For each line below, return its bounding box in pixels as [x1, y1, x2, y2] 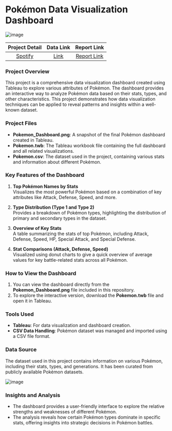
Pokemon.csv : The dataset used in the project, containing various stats [12, 153, 165, 159]
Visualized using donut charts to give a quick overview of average [12, 251, 152, 258]
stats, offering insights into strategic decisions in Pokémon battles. [12, 420, 154, 426]
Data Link [46, 44, 70, 51]
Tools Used [5, 311, 34, 318]
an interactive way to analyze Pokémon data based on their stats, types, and [5, 91, 167, 97]
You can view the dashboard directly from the [12, 281, 110, 288]
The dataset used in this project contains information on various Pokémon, [5, 357, 163, 364]
